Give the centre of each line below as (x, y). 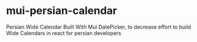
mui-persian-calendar (62, 11)
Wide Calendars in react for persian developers (64, 33)
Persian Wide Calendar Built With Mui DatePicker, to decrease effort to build (98, 27)
